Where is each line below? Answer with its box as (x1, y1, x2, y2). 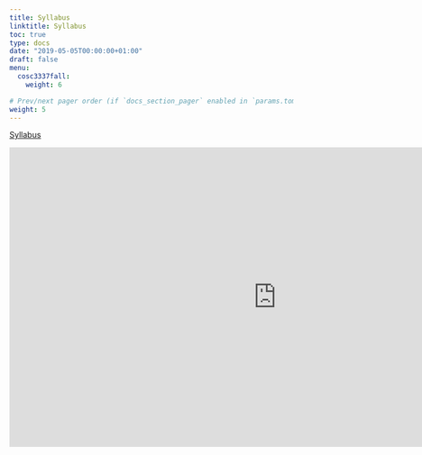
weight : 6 (25, 80, 63, 89)
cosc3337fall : (17, 72, 70, 81)
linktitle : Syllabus (9, 22, 87, 31)
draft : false (9, 55, 59, 64)
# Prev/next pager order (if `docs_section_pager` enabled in (9, 96, 248, 105)
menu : (9, 64, 30, 73)
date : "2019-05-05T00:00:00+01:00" (9, 47, 143, 56)
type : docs (9, 38, 50, 48)
